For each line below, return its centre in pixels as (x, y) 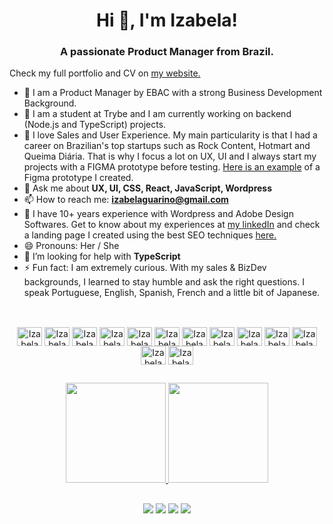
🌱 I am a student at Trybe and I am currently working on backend (157, 114)
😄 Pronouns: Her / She (71, 246)
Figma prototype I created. (78, 178)
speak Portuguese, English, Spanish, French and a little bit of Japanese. (172, 293)
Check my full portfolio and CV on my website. (105, 73)
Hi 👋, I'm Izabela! (167, 20)
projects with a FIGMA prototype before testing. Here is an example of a (172, 167)
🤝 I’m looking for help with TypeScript (102, 256)
